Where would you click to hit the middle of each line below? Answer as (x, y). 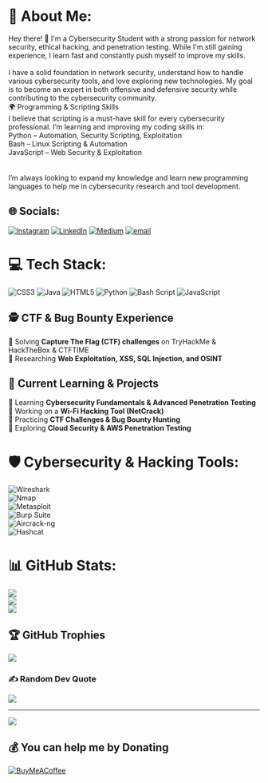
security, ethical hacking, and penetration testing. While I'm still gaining (125, 46)
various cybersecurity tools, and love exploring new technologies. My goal (130, 81)
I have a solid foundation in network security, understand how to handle (126, 72)
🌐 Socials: (34, 211)
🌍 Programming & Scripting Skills (64, 106)
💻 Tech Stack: (57, 264)
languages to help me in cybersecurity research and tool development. (124, 186)
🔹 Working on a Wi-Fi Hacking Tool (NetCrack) (86, 411)
